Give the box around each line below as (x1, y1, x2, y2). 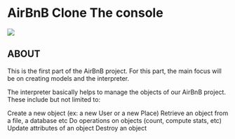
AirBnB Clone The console (7, 5, 163, 21)
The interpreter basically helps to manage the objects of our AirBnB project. (7, 88, 227, 96)
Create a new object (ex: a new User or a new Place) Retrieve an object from (7, 109, 229, 117)
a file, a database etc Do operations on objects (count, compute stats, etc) (7, 116, 222, 124)
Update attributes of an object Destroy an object (7, 124, 147, 132)
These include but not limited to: (7, 95, 100, 103)
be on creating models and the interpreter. (7, 74, 130, 82)
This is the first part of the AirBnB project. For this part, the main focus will (7, 67, 222, 75)
